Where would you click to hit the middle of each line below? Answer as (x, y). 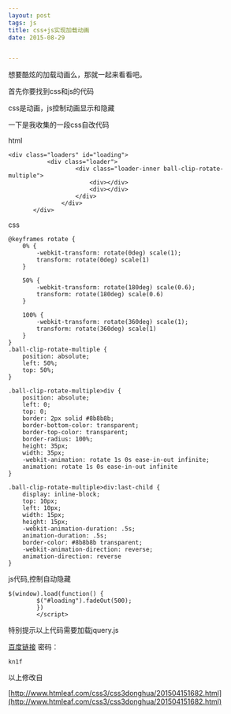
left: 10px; (42, 508)
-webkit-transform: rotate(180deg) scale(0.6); (116, 288)
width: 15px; (44, 515)
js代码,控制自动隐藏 (39, 579)
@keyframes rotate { (42, 240)
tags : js (22, 23)
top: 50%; (39, 370)
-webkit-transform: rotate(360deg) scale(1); (113, 322)
